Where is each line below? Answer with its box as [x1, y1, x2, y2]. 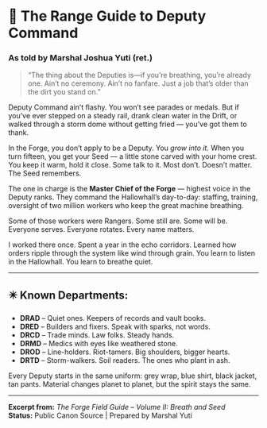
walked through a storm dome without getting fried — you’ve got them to [8, 119, 248, 129]
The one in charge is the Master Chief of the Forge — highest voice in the [8, 184, 251, 194]
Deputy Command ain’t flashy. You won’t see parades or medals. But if [8, 102, 240, 112]
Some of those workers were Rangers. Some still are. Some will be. [8, 216, 228, 226]
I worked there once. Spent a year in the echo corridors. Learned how [8, 240, 237, 249]
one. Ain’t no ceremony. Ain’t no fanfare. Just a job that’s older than [27, 79, 249, 88]
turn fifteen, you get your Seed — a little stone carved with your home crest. [8, 152, 257, 161]
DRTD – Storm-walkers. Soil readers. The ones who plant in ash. [19, 356, 230, 365]
